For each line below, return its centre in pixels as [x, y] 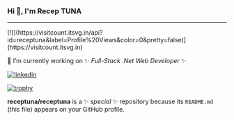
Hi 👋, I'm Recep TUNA [45, 11]
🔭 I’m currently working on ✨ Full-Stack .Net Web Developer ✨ [97, 61]
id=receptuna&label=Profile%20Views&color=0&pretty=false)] [97, 40]
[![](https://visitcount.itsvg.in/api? [55, 33]
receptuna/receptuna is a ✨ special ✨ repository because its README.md [110, 102]
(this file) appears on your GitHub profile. [66, 110]
